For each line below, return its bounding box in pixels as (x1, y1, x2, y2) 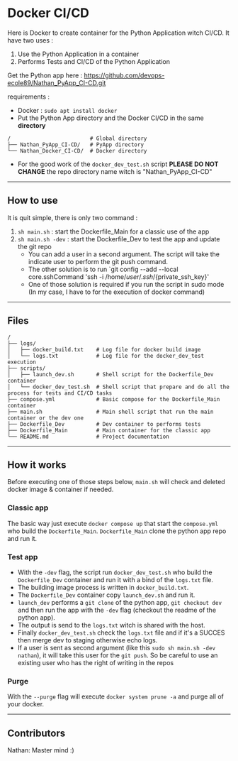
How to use (7, 195, 58, 207)
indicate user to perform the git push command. (28, 257, 169, 265)
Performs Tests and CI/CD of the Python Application (17, 57, 170, 65)
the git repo (17, 242, 52, 251)
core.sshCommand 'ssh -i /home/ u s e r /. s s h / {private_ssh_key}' (28, 272, 210, 281)
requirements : (7, 92, 50, 101)
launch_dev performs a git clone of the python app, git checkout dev (17, 598, 222, 606)
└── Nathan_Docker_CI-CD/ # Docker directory (7, 147, 147, 154)
